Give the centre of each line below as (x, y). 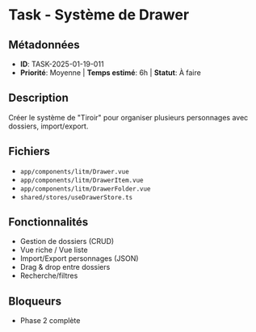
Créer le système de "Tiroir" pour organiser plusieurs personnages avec (128, 117)
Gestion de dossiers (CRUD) (67, 242)
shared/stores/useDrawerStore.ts (76, 197)
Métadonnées (44, 45)
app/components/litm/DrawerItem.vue (82, 180)
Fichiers (29, 151)
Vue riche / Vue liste (54, 250)
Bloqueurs (35, 301)
